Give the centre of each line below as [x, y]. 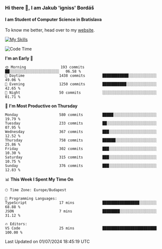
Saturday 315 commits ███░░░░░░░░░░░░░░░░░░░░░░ [81, 157]
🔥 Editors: [16, 224]
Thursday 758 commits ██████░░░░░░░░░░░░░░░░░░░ [81, 140]
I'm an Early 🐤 [19, 58]
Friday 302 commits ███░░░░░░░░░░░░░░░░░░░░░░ [81, 149]
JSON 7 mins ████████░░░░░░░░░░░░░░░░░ [81, 211]
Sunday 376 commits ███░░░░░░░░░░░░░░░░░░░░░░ [81, 166]
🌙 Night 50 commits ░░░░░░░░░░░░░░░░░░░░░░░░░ [81, 93]
